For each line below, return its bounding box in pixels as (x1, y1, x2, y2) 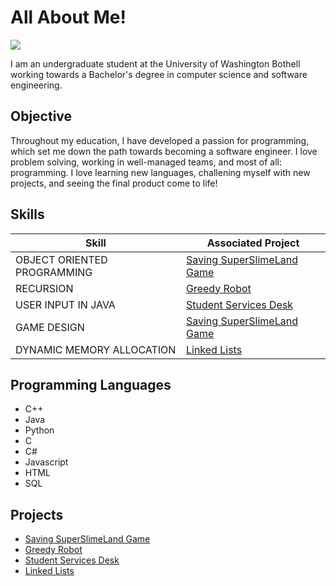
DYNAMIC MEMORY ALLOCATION (15, 342, 177, 356)
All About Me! (10, 6, 127, 29)
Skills (10, 206, 45, 223)
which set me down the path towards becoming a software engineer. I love (10, 145, 318, 157)
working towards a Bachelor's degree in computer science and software (10, 68, 308, 80)
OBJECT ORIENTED (15, 252, 108, 266)
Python (24, 424, 55, 436)
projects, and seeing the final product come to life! (10, 177, 218, 189)
